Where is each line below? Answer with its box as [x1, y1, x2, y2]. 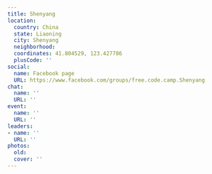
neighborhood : [14, 43, 55, 50]
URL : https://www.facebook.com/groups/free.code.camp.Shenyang [14, 76, 205, 84]
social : [7, 63, 31, 70]
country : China [14, 23, 59, 31]
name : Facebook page [14, 70, 75, 77]
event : [7, 103, 27, 110]
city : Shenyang [14, 37, 59, 44]
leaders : [7, 122, 33, 130]
